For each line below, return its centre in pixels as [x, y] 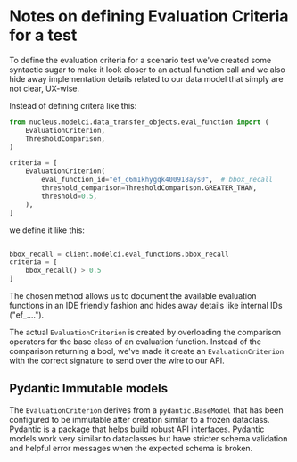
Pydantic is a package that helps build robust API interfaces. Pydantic [137, 429]
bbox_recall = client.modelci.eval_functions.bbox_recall [119, 254]
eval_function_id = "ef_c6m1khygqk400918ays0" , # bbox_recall [157, 180]
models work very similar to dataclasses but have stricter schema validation [148, 438]
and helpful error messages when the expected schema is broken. [131, 448]
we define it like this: [47, 230]
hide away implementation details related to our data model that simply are [146, 78]
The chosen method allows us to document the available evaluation [133, 296]
